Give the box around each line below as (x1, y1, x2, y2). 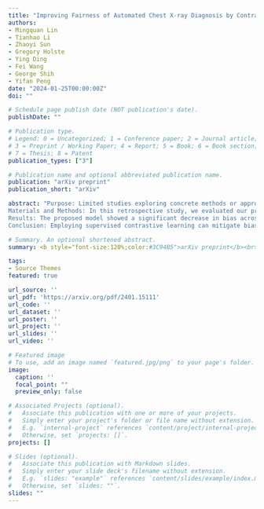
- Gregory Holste (8, 48, 65, 56)
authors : (8, 19, 37, 27)
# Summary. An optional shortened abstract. (8, 236, 156, 244)
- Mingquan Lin (8, 26, 58, 34)
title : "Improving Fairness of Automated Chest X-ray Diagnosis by (8, 11, 234, 20)
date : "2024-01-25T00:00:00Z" (8, 84, 108, 93)
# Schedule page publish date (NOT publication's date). (8, 106, 199, 114)
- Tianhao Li (8, 33, 51, 42)
